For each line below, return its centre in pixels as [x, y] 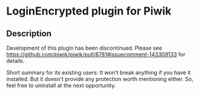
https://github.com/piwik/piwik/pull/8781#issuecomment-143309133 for [96, 54]
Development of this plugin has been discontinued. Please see [84, 48]
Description [29, 34]
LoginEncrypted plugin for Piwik [89, 11]
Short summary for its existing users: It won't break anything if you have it [99, 73]
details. [15, 61]
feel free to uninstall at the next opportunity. [61, 85]
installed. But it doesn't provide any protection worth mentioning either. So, [100, 79]
